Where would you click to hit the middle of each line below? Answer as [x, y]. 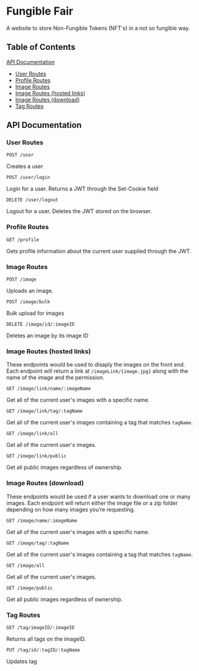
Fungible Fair [40, 11]
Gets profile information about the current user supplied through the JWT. [99, 251]
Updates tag [22, 661]
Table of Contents [41, 47]
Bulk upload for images [35, 313]
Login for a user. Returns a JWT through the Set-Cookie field [82, 189]
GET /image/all [26, 565]
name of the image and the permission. [55, 378]
